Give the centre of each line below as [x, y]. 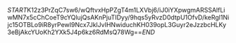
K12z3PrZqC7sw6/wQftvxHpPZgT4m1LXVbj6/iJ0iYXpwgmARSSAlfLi [126, 10]
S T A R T [17, 10]
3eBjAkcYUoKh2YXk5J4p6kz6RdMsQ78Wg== [75, 32]
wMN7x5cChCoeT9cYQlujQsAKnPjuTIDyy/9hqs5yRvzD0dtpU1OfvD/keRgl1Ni [118, 17]
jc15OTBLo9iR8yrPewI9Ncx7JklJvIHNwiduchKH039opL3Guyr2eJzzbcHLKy [117, 25]
